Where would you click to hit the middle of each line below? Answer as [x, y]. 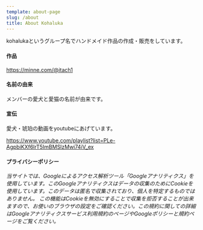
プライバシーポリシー [33, 161]
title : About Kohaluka [35, 23]
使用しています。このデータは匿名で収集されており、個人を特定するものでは [101, 191]
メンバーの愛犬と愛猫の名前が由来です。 [56, 99]
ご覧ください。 [40, 222]
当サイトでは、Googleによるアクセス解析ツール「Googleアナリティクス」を [100, 176]
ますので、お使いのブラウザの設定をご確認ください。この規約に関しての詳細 [101, 206]
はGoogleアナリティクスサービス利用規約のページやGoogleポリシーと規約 [98, 214]
